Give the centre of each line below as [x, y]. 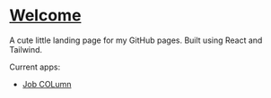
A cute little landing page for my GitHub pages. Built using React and [136, 40]
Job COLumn [47, 84]
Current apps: [35, 67]
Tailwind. [26, 49]
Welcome [45, 16]
